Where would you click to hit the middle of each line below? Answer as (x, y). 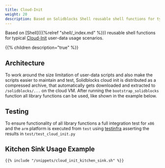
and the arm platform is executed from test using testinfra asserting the (77, 128)
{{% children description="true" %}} (42, 48)
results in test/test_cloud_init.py (40, 134)
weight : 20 (16, 14)
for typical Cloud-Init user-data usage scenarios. (55, 38)
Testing (17, 111)
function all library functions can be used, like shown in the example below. (81, 96)
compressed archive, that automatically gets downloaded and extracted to (80, 85)
